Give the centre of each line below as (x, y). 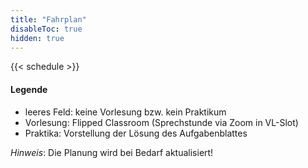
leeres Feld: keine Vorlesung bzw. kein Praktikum (125, 112)
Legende (29, 89)
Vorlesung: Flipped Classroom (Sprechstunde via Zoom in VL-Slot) (161, 122)
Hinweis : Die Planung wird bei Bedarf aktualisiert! (112, 152)
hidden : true (37, 38)
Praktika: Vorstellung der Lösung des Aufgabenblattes (136, 133)
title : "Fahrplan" (48, 19)
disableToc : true (46, 29)
